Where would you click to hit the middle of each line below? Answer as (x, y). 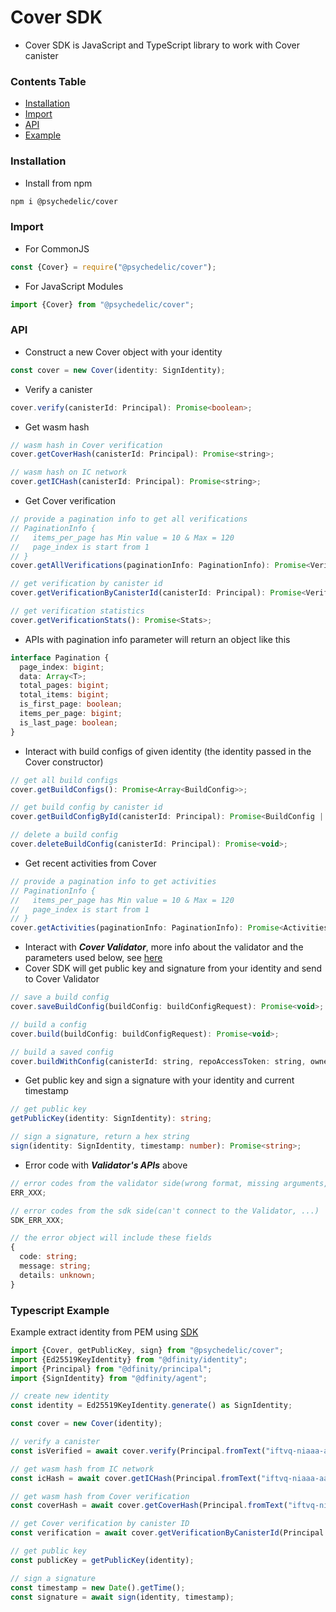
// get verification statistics (77, 611)
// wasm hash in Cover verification (86, 445)
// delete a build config (64, 835)
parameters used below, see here (93, 958)
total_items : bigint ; (64, 695)
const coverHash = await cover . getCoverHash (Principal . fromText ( (149, 1506)
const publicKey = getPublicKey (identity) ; (102, 1560)
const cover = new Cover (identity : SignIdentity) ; (118, 370)
